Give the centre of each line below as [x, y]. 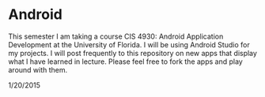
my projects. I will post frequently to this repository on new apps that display [132, 53]
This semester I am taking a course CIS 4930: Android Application [116, 36]
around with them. [38, 69]
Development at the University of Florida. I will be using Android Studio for [129, 44]
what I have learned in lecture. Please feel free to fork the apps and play [125, 62]
